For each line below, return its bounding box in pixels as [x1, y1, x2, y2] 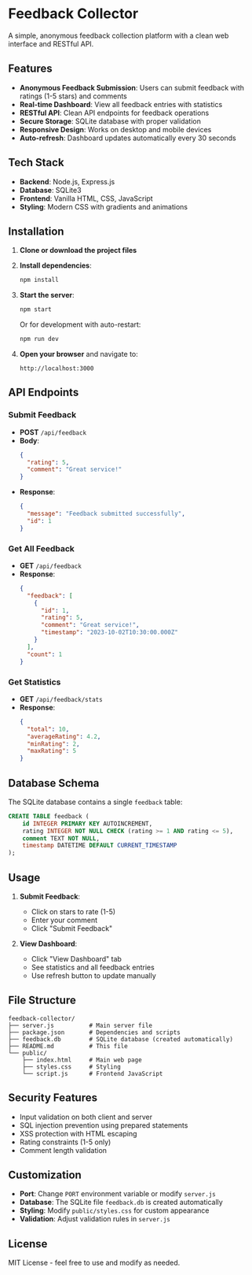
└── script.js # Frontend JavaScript [22, 1069, 163, 1077]
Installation [8, 224, 64, 238]
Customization [8, 1169, 82, 1182]
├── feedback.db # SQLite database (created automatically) [8, 1035, 234, 1043]
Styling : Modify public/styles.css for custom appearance [19, 1206, 210, 1215]
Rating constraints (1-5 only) [19, 1137, 111, 1147]
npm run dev [19, 335, 59, 343]
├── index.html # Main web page [22, 1056, 143, 1064]
